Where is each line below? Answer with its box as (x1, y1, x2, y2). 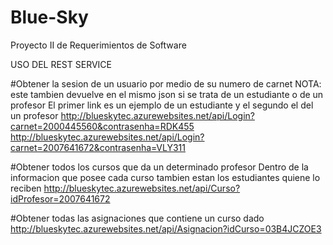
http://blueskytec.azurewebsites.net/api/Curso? (43, 182, 241, 194)
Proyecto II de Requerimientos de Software (10, 39, 187, 51)
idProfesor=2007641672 (10, 192, 111, 205)
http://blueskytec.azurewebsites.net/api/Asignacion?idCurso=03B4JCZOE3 (10, 222, 322, 235)
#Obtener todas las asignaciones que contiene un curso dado (10, 212, 265, 224)
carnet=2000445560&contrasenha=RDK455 (10, 120, 195, 132)
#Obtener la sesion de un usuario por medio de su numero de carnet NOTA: (10, 77, 322, 90)
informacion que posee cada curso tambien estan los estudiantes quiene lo (10, 171, 321, 183)
